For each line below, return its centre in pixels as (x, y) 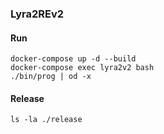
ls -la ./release (46, 120)
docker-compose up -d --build (73, 59)
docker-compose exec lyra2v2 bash (82, 68)
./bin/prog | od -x (51, 77)
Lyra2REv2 (37, 14)
